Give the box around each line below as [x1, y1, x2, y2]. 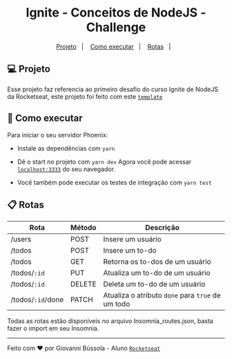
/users [10, 235, 32, 244]
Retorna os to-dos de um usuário [103, 257, 212, 266]
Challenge [86, 19, 146, 35]
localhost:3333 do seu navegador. [17, 164, 116, 173]
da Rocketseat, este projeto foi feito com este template [7, 92, 163, 101]
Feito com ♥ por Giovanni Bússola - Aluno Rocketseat [7, 344, 161, 353]
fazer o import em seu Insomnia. [7, 324, 99, 333]
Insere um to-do [103, 246, 157, 255]
